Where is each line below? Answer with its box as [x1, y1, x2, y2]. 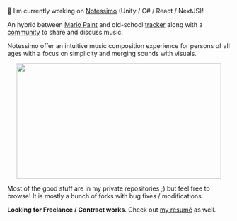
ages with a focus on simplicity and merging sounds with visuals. [7, 50, 197, 57]
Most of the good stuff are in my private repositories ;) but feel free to [7, 184, 210, 193]
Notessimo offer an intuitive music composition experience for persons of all [7, 42, 230, 50]
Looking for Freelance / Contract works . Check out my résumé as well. [7, 205, 216, 214]
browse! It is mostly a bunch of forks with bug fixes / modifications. [7, 192, 204, 200]
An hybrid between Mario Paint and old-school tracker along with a [7, 21, 203, 28]
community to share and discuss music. [7, 28, 124, 36]
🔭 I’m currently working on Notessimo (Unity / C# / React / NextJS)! [7, 7, 204, 15]
